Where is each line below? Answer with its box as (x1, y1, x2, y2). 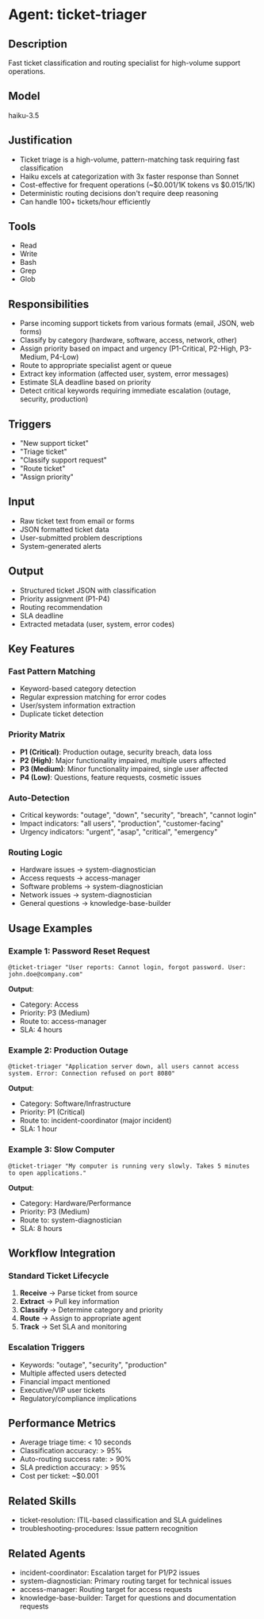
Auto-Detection (8, 792, 70, 803)
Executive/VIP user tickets (19, 1385, 105, 1395)
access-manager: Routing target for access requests (19, 1584, 193, 1594)
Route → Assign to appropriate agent (19, 1314, 141, 1323)
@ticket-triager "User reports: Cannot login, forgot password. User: (8, 963, 247, 971)
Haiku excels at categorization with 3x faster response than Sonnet (19, 171, 239, 181)
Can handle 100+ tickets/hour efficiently (19, 197, 151, 206)
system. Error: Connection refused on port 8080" (8, 1069, 176, 1078)
